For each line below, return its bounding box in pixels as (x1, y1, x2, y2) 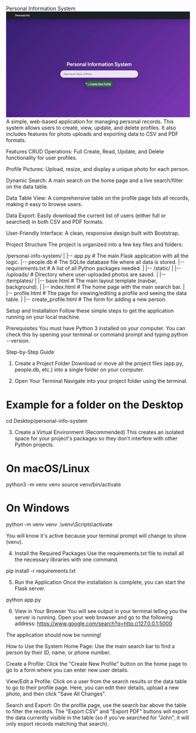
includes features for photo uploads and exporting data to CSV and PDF (6, 131, 179, 138)
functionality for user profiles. (6, 155, 78, 162)
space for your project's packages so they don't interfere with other (14, 435, 178, 442)
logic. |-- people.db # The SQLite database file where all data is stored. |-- (6, 259, 185, 266)
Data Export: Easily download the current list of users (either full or (6, 212, 166, 219)
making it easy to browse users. (6, 201, 83, 208)
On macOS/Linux (6, 462, 90, 475)
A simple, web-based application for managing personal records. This (6, 118, 174, 125)
